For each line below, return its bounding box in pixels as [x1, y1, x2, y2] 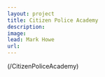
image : [7, 29, 27, 37]
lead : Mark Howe [7, 36, 55, 43]
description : [7, 23, 45, 30]
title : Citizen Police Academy [7, 17, 99, 24]
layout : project [7, 10, 55, 17]
